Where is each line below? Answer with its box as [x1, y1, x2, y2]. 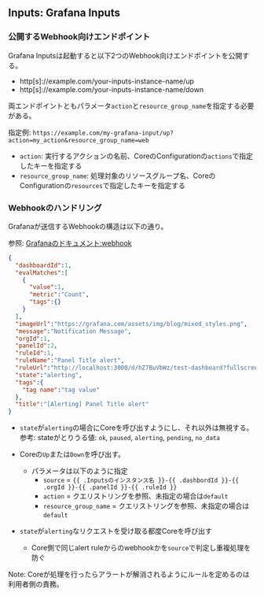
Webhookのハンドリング [8, 202, 102, 213]
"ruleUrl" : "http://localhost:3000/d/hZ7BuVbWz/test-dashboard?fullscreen [15, 364, 262, 372]
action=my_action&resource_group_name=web [8, 136, 149, 144]
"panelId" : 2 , [15, 342, 58, 350]
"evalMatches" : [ [15, 268, 68, 276]
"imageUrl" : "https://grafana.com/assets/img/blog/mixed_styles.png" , [15, 320, 247, 328]
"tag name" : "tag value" [22, 386, 101, 394]
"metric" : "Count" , [28, 291, 90, 298]
